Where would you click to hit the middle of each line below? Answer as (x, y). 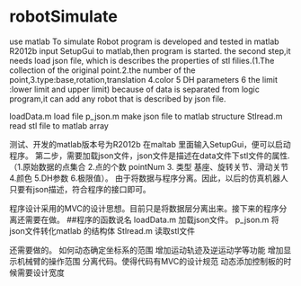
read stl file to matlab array (59, 125)
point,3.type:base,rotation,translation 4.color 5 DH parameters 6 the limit (144, 79)
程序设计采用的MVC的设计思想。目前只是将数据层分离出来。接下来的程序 (145, 208)
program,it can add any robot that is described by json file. (118, 98)
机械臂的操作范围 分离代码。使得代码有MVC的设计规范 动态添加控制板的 (150, 261)
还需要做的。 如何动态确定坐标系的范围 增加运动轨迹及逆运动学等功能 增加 (146, 250)
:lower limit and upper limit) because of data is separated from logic (135, 89)
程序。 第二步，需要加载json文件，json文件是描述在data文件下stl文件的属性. (150, 156)
